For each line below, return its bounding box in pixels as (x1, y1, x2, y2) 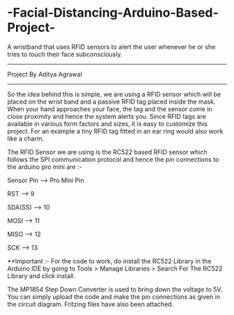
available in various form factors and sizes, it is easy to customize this (7, 120, 208, 128)
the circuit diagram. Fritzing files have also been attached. (7, 300, 174, 308)
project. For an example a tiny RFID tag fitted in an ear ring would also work (7, 127, 224, 135)
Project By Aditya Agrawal (7, 70, 82, 78)
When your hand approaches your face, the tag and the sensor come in (7, 104, 212, 113)
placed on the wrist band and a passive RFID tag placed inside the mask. (7, 97, 216, 106)
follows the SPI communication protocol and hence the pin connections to (7, 155, 219, 163)
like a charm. (7, 134, 44, 143)
